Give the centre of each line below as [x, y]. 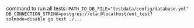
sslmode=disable [26, 19]
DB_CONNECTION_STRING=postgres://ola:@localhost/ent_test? [79, 14]
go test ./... [65, 19]
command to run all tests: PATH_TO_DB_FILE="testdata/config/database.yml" [97, 8]
